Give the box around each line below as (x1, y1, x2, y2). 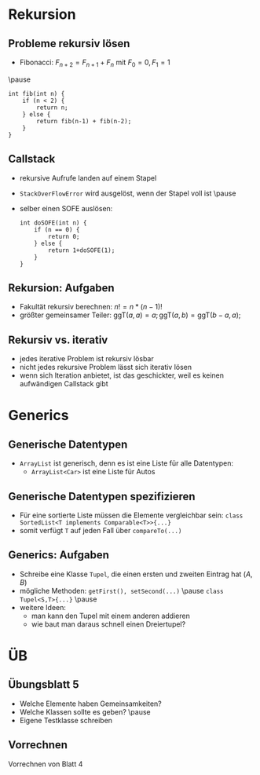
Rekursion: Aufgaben (8, 281, 115, 294)
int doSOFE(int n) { (19, 218, 87, 227)
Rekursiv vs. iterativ (8, 333, 108, 346)
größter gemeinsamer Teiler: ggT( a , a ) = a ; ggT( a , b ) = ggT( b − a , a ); (19, 310, 241, 320)
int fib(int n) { (8, 90, 65, 97)
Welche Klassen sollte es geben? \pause (19, 707, 151, 716)
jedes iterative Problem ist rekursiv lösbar (19, 354, 155, 364)
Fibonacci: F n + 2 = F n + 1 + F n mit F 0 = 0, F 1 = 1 (19, 57, 170, 68)
